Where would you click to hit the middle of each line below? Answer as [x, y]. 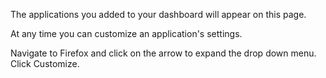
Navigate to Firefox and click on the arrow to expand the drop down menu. [163, 53]
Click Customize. [45, 63]
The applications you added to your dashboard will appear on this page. [158, 14]
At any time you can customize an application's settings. [126, 33]
